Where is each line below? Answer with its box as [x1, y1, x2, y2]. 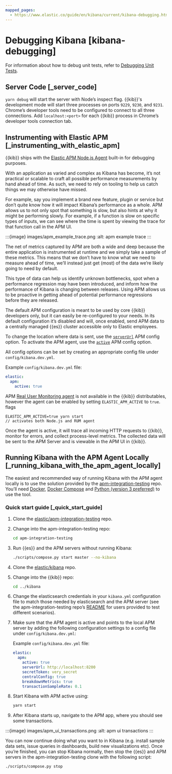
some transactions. [12, 718, 54, 724]
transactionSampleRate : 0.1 [22, 684, 82, 689]
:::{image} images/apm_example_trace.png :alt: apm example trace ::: [5, 234, 152, 240]
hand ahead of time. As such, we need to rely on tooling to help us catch [5, 181, 159, 187]
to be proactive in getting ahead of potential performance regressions [5, 292, 153, 298]
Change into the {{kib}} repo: [12, 574, 74, 580]
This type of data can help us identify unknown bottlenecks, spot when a [5, 275, 159, 281]
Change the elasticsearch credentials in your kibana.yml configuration [12, 593, 161, 599]
